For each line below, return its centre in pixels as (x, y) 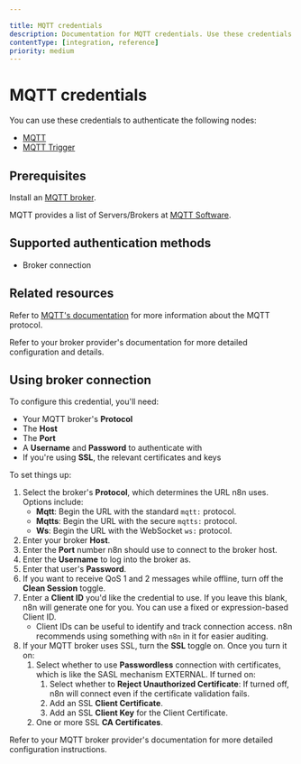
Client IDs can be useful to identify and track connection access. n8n (164, 627)
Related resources (62, 294)
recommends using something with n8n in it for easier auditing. (152, 636)
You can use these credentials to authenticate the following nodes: (133, 120)
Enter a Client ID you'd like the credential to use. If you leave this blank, (155, 598)
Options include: (53, 502)
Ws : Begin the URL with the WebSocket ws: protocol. (134, 531)
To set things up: (41, 475)
